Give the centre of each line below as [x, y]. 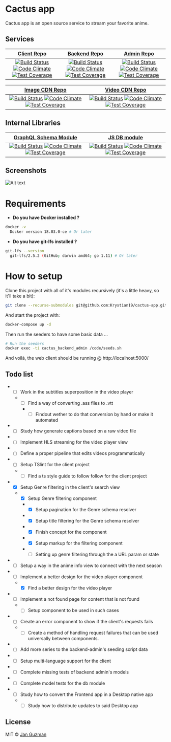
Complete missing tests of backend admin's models [74, 672]
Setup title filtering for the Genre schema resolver [87, 520]
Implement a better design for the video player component [81, 577]
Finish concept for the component [71, 532]
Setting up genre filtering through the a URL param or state [97, 554]
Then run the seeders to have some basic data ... [57, 334]
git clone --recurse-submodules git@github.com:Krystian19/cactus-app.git [86, 305]
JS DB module [126, 137]
